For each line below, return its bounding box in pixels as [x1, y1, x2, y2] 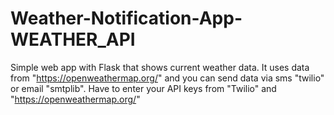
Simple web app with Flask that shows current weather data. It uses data [10, 61, 310, 73]
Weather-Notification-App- [10, 7, 243, 30]
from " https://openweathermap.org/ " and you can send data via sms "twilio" [10, 72, 325, 84]
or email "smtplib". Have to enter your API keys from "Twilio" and [10, 82, 277, 94]
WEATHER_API [10, 28, 136, 51]
